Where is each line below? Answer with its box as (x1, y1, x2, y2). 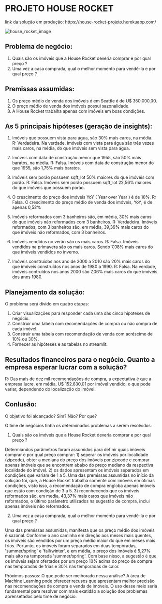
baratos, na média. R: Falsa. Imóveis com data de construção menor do (12, 160, 154, 166)
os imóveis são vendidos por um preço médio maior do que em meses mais (5, 537, 156, 543)
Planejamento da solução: (5, 288, 85, 296)
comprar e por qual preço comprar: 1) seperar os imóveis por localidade (5, 452, 148, 457)
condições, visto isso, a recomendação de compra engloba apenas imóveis (5, 483, 156, 488)
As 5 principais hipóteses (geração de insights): (5, 122, 152, 130)
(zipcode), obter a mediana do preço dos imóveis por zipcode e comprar (5, 457, 150, 463)
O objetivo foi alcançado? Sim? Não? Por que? (5, 413, 97, 419)
